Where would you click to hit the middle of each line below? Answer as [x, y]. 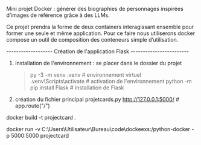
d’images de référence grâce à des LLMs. [58, 15]
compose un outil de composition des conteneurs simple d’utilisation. [92, 40]
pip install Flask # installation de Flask [77, 88]
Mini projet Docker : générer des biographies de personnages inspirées [95, 9]
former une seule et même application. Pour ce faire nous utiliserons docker [101, 33]
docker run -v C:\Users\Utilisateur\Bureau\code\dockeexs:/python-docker [98, 129]
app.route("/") [32, 106]
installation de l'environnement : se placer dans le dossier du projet [98, 63]
